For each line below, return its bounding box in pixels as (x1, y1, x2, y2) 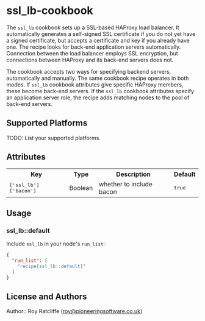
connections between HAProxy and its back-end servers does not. (6, 56, 174, 63)
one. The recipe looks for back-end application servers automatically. (6, 43, 181, 51)
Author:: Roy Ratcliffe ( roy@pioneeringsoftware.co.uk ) (6, 308, 143, 315)
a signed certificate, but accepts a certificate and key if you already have (6, 37, 190, 44)
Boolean (69, 183, 93, 192)
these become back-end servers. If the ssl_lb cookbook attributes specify (6, 87, 194, 94)
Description (115, 170, 151, 178)
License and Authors (6, 292, 87, 302)
